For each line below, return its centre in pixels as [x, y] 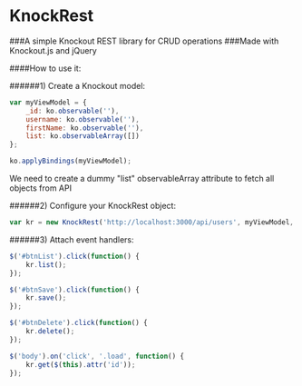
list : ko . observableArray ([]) [83, 136]
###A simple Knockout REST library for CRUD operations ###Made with [144, 41]
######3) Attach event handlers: [72, 239]
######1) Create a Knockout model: [78, 85]
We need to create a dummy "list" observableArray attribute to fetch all [142, 179]
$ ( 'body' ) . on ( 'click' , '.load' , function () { [97, 356]
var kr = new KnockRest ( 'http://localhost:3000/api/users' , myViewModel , [152, 223]
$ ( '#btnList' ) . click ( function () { [75, 256]
